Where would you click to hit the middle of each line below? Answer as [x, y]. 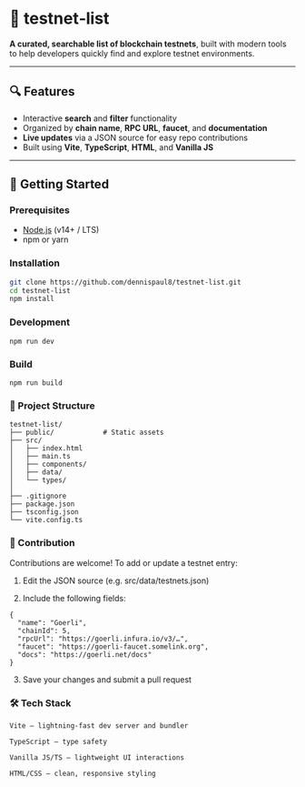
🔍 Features [42, 91]
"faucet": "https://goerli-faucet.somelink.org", [113, 646]
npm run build [36, 383]
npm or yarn [45, 239]
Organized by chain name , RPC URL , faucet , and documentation [145, 127]
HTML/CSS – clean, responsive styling [83, 773]
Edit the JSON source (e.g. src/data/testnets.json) [116, 580]
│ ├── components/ [49, 464]
